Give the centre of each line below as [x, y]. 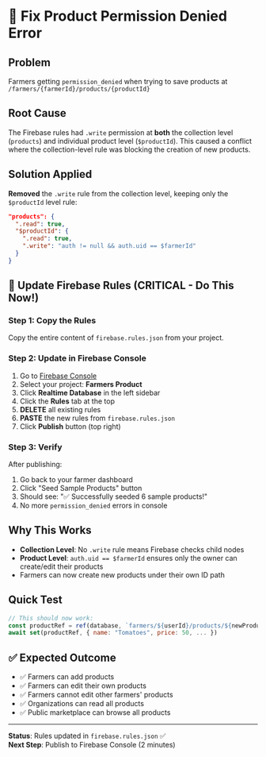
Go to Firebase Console [58, 376]
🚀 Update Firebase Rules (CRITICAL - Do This [121, 286]
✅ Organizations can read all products [82, 704]
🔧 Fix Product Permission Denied [118, 16]
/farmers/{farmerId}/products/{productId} [79, 89]
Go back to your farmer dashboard [76, 480]
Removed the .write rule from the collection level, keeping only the [118, 193]
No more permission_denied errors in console [93, 506]
